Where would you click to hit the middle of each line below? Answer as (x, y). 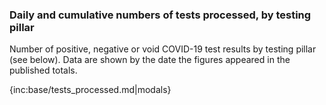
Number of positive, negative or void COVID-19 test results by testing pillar (163, 49)
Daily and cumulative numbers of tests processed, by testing (160, 15)
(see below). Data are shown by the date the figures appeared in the (150, 60)
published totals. (43, 70)
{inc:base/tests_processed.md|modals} (90, 90)
